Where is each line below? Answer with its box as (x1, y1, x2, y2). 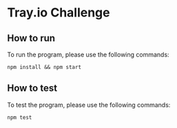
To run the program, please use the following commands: (7, 50, 170, 58)
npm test (7, 114, 32, 121)
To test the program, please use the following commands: (7, 100, 171, 109)
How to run (7, 32, 56, 44)
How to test (7, 83, 57, 94)
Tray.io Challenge (7, 5, 110, 21)
